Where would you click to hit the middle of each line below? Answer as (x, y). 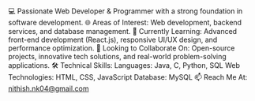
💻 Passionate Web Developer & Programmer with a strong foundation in (126, 11)
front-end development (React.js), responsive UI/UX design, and (113, 39)
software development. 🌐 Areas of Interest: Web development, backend (125, 22)
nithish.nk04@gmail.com (49, 88)
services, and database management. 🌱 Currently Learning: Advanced (123, 31)
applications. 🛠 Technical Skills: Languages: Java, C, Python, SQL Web (124, 65)
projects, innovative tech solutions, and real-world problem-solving (117, 56)
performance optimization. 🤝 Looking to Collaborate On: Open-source (122, 48)
